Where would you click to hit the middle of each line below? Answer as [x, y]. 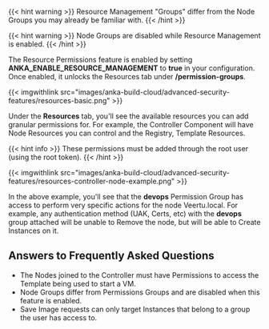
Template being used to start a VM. [78, 283]
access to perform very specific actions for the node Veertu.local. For [123, 205]
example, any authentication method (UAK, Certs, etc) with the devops [125, 214]
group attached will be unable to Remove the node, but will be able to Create [134, 222]
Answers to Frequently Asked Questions [111, 256]
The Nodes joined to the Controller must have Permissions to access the [139, 275]
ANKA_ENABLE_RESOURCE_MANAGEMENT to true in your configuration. [132, 68]
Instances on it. [34, 231]
